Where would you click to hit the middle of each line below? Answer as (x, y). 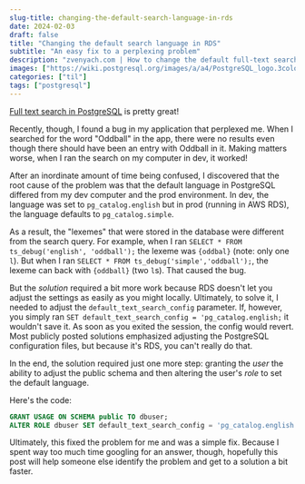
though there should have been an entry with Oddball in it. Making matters (148, 148)
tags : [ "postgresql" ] (50, 85)
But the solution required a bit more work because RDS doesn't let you (141, 288)
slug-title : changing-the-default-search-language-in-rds (121, 18)
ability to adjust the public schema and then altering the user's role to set (146, 372)
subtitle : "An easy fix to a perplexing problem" (105, 52)
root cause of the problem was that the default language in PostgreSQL (143, 185)
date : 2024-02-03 (42, 26)
